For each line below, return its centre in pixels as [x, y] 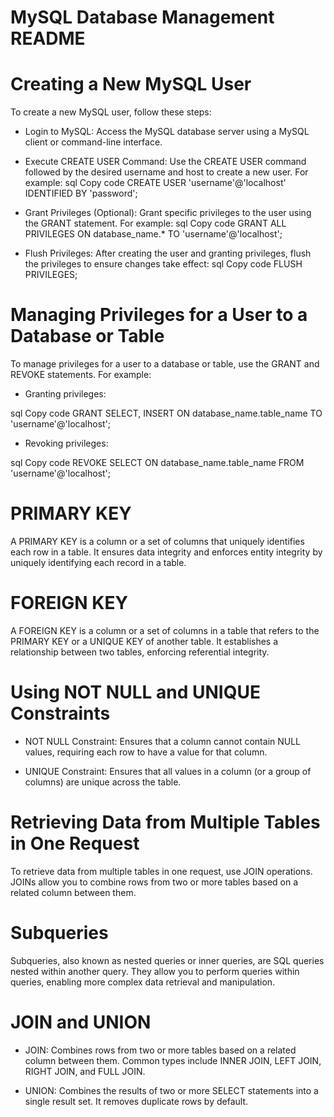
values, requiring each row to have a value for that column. [146, 752]
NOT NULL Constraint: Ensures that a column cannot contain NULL [163, 741]
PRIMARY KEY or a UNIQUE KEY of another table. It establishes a [144, 641]
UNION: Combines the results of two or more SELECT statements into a [171, 1090]
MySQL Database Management [142, 17]
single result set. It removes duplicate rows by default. [136, 1101]
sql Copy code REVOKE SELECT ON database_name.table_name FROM [157, 463]
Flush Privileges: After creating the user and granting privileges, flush [168, 253]
